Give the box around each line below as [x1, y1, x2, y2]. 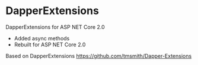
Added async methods [14, 35, 70, 42]
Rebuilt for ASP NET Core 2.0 [14, 41, 86, 48]
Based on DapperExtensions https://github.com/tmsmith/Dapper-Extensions [5, 52, 192, 59]
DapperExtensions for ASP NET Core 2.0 [5, 23, 105, 30]
